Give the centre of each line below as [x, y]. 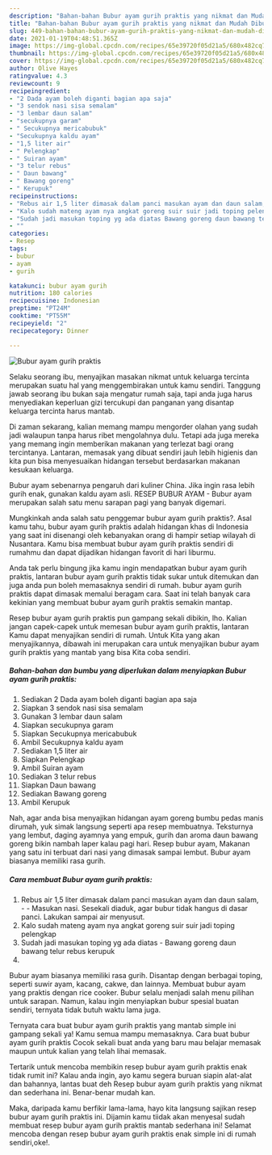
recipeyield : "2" [38, 323]
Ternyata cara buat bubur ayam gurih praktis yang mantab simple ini [123, 1026]
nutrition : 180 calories [51, 293]
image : [20, 46]
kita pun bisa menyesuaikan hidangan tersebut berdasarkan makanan [125, 460]
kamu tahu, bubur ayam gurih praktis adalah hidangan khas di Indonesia [129, 527]
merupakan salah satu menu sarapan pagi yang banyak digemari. [118, 502]
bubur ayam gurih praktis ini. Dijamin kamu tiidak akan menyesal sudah [127, 1117]
